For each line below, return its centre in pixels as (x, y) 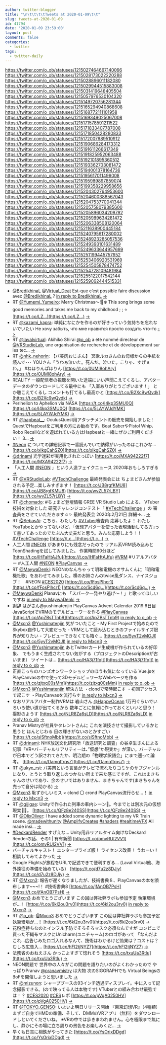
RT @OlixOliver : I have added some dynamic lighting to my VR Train (81, 816)
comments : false (22, 38)
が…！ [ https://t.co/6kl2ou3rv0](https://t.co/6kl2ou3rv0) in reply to (81, 904)
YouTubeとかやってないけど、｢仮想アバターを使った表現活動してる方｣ (83, 527)
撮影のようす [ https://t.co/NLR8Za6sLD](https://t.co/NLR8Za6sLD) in (82, 714)
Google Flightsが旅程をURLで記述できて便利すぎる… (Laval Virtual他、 (84, 863)
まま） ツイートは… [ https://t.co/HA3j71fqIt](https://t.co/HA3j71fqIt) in (88, 660)
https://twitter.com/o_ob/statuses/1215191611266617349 (62, 149)
